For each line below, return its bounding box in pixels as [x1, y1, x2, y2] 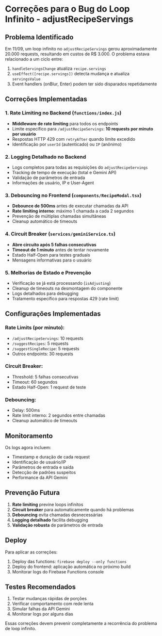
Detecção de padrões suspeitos [12, 469, 76, 475]
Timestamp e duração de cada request [12, 454, 90, 459]
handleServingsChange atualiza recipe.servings [12, 65, 107, 71]
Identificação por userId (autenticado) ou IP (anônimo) [12, 141, 122, 147]
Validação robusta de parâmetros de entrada [12, 522, 103, 528]
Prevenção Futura [5, 489, 60, 497]
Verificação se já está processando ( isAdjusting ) [12, 280, 111, 286]
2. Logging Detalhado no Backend [5, 153, 86, 160]
